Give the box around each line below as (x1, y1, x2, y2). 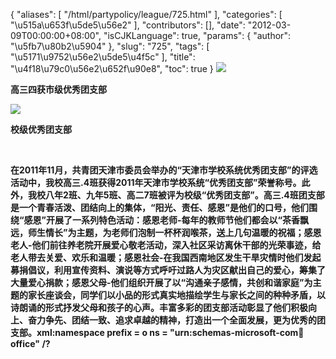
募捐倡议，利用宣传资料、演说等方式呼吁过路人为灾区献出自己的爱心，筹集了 (10, 264, 326, 276)
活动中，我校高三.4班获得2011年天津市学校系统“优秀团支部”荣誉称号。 (10, 177, 302, 188)
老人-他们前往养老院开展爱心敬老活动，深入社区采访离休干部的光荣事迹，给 (10, 239, 322, 251)
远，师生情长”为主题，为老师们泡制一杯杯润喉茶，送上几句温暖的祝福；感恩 (10, 227, 322, 238)
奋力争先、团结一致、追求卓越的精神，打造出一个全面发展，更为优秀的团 (27, 314, 326, 326)
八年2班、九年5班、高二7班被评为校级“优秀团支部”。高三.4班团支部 (44, 189, 325, 201)
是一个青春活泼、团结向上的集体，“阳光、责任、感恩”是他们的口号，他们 (10, 202, 310, 213)
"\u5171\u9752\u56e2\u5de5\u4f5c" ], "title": (10, 51, 196, 63)
